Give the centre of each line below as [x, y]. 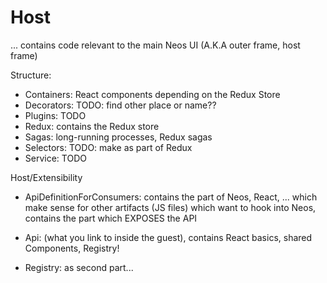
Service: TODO [55, 158]
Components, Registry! [72, 248]
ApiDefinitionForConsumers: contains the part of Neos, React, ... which [171, 197]
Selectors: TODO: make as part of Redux [108, 147]
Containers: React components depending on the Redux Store [152, 94]
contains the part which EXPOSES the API [111, 218]
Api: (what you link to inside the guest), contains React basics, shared [168, 237]
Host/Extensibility [46, 177]
